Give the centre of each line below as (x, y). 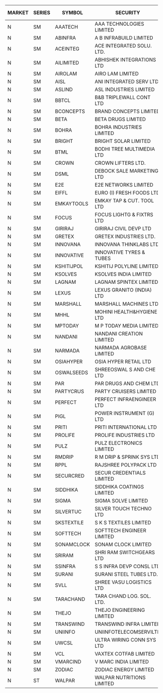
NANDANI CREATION (119, 334)
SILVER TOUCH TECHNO (123, 509)
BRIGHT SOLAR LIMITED (122, 141)
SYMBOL (73, 13)
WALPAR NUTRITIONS (120, 677)
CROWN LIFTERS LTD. (120, 163)
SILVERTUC (68, 511)
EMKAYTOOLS (72, 204)
